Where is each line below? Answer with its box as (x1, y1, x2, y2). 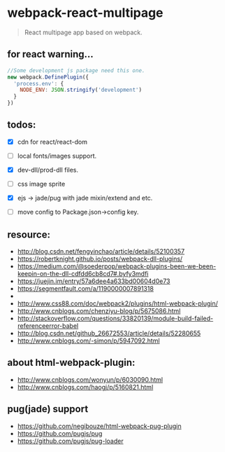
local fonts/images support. (17, 151, 97, 160)
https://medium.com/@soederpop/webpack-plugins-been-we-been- (17, 262, 217, 270)
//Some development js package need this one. (7, 67, 145, 74)
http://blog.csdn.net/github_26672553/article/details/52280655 (17, 329, 201, 337)
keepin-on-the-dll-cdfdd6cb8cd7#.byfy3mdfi (17, 270, 149, 278)
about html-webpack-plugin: (7, 357, 136, 369)
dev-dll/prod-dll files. (17, 165, 79, 174)
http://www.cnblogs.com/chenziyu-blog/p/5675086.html (17, 307, 181, 315)
